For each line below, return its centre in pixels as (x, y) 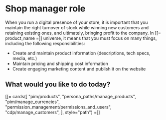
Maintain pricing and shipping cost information (60, 63)
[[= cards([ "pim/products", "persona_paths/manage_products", (71, 96)
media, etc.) (25, 58)
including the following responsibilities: (45, 43)
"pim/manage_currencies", (32, 102)
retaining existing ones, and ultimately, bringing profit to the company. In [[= (83, 33)
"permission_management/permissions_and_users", (58, 107)
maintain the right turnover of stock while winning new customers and (77, 27)
